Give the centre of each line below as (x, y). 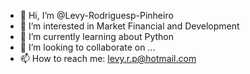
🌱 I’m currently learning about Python (96, 36)
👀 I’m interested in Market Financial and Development (129, 26)
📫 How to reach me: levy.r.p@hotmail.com (108, 58)
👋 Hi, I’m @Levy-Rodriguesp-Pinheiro (96, 15)
